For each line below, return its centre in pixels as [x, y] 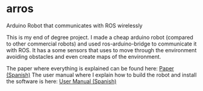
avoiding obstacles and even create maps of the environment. [84, 56]
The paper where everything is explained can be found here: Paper [90, 68]
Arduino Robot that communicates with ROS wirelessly [74, 25]
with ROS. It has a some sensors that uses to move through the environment [101, 50]
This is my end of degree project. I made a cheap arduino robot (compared [100, 37]
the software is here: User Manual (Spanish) [61, 81]
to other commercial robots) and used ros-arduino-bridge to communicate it [101, 44]
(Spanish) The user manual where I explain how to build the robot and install [101, 75]
